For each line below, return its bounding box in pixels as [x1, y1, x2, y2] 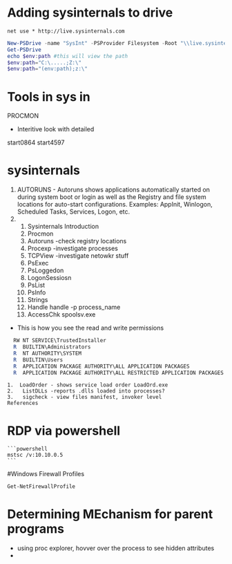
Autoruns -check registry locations [27, 237, 127, 245]
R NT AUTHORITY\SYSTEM [13, 350, 81, 357]
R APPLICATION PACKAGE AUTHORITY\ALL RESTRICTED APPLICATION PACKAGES [13, 369, 224, 376]
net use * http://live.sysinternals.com [7, 28, 126, 35]
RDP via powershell [7, 423, 121, 438]
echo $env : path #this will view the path [7, 53, 128, 59]
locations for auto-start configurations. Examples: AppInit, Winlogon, [17, 200, 213, 209]
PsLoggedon [27, 266, 64, 274]
